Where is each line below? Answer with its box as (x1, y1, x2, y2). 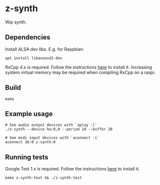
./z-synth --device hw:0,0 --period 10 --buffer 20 (5, 127, 113, 132)
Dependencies (5, 33, 50, 41)
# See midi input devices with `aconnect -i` (5, 135, 99, 141)
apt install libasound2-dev (5, 56, 63, 61)
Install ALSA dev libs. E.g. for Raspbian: (5, 46, 85, 52)
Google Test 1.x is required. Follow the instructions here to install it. (5, 166, 140, 172)
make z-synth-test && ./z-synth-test (5, 175, 82, 181)
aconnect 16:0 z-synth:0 (5, 140, 56, 144)
